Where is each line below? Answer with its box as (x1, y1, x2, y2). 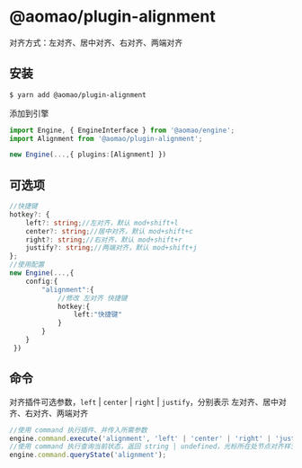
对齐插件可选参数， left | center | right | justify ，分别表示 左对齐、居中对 (9, 396, 288, 407)
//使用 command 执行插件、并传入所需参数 (9, 425, 148, 435)
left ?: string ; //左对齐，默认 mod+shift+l (25, 218, 179, 227)
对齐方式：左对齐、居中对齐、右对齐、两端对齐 (9, 37, 182, 48)
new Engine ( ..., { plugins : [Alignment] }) (9, 150, 167, 159)
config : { (25, 277, 58, 286)
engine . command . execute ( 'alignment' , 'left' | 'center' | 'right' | (9, 434, 271, 443)
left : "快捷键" (73, 310, 123, 320)
